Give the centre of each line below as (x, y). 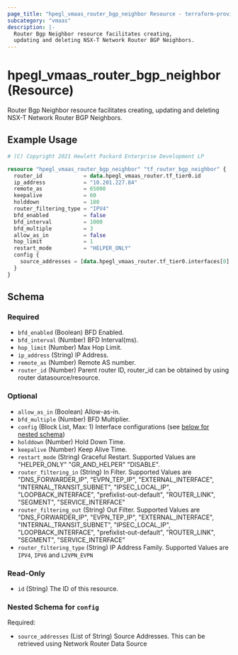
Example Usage (42, 140)
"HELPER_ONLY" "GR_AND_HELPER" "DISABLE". (89, 464)
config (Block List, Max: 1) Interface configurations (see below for (113, 426)
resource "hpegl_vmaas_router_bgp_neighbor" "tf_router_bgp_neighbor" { (117, 169)
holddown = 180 (57, 202)
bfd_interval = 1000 (58, 222)
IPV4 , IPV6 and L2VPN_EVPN (55, 555)
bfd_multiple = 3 (53, 229)
